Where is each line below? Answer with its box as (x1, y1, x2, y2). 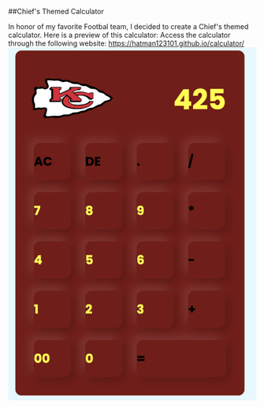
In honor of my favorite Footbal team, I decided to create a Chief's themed (8, 22, 249, 31)
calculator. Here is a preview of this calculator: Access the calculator (8, 31, 231, 39)
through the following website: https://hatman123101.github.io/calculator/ (8, 39, 244, 48)
